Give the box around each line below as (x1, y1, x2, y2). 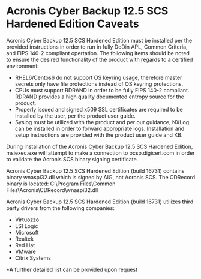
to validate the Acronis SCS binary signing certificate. (6, 155, 139, 163)
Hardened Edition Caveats (6, 17, 139, 31)
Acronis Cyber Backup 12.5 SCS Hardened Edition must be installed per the (6, 37, 193, 44)
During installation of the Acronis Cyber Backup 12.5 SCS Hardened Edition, (6, 143, 193, 150)
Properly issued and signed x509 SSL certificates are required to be (14, 106, 183, 113)
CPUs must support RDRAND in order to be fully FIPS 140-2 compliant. (14, 86, 190, 94)
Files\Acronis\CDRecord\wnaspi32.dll (6, 186, 98, 193)
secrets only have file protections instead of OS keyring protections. (14, 80, 184, 88)
